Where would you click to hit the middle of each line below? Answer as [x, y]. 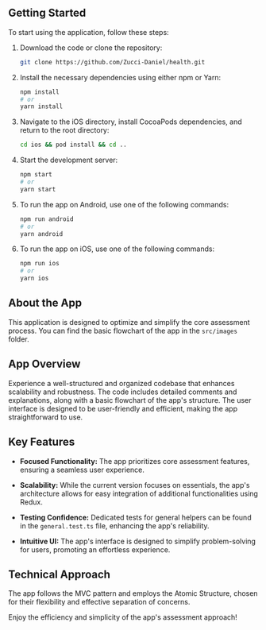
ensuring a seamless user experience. [82, 470]
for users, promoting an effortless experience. [95, 549]
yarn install [41, 106]
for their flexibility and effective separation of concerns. [99, 602]
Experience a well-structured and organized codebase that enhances [121, 383]
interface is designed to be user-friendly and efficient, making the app [123, 408]
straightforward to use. [46, 417]
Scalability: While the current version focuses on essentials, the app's [135, 485]
